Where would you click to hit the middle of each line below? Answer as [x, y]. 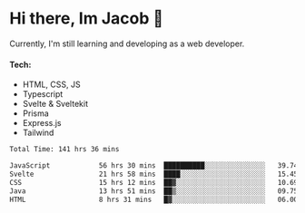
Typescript [43, 94]
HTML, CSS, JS [51, 84]
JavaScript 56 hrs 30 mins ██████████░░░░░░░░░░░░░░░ [138, 166]
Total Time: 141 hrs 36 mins [64, 150]
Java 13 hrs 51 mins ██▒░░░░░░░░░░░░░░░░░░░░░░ [138, 191]
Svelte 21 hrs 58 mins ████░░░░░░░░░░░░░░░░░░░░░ [138, 174]
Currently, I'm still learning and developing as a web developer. [127, 44]
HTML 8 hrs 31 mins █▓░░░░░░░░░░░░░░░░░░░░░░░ [138, 199]
